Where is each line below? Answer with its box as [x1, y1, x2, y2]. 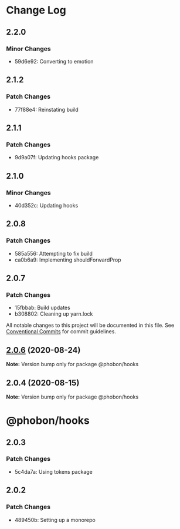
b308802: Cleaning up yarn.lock [14, 310, 93, 317]
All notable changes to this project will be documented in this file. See [6, 322, 175, 329]
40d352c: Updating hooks [14, 202, 79, 209]
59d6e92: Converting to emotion [14, 58, 94, 65]
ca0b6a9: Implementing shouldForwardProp [14, 256, 121, 263]
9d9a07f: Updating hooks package [14, 154, 99, 161]
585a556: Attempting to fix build [14, 250, 93, 257]
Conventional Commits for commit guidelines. [6, 328, 116, 335]
